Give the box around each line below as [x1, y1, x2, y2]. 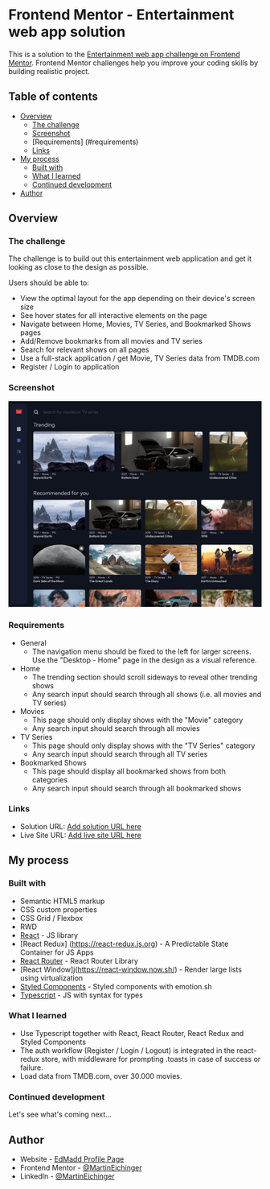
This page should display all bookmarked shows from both [31, 766, 227, 776]
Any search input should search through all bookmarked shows [31, 783, 242, 793]
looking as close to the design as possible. [8, 262, 149, 272]
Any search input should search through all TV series [31, 749, 208, 758]
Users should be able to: [8, 278, 90, 287]
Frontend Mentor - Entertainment [8, 6, 235, 24]
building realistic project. [8, 66, 90, 76]
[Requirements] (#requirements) [31, 137, 139, 147]
